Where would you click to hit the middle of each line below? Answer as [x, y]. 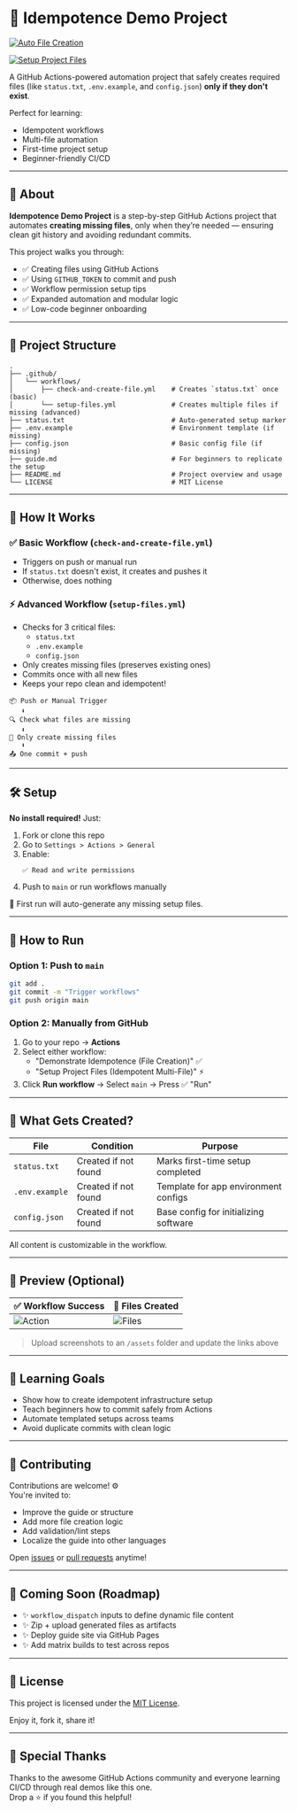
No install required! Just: [55, 818]
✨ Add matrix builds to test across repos [95, 1645]
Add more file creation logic [72, 1521]
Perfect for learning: [46, 112]
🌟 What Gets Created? [72, 1121]
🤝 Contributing [50, 1464]
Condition [113, 1146]
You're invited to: [40, 1495]
